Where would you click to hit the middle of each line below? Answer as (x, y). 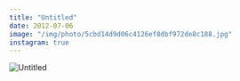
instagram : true (39, 42)
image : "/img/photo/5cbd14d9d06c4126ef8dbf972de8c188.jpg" (121, 34)
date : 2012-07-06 (41, 26)
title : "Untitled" (43, 17)
